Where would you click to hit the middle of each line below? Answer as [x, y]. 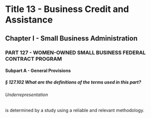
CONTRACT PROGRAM [34, 58]
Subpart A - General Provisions [38, 70]
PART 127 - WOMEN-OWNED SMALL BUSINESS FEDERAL [75, 52]
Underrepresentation [27, 95]
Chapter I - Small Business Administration [72, 38]
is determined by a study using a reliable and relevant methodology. [75, 110]
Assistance [29, 20]
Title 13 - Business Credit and [67, 9]
